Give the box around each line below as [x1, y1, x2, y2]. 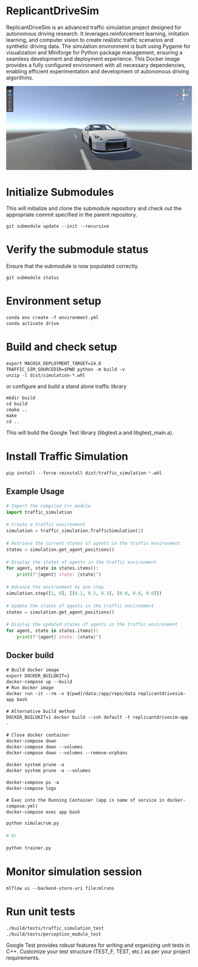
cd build [6, 401, 28, 407]
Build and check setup [6, 340, 118, 354]
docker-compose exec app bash [6, 809, 81, 815]
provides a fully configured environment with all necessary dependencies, [6, 61, 186, 69]
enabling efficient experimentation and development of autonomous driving [6, 68, 190, 75]
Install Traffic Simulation [6, 450, 128, 463]
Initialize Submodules [6, 185, 114, 199]
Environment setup [6, 294, 101, 308]
